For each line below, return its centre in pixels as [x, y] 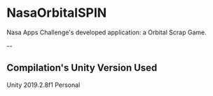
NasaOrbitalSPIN [57, 13]
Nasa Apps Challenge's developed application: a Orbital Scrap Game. [107, 32]
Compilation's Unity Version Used [82, 68]
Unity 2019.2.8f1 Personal [43, 85]
